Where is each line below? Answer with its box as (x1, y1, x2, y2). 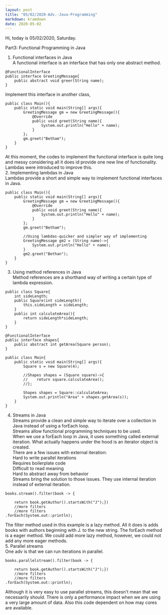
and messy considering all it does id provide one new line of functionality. (5, 159, 157, 165)
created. (12, 444, 30, 450)
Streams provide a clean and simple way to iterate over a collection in (12, 418, 156, 424)
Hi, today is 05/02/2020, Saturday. (5, 35, 77, 41)
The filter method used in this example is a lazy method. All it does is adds (5, 522, 159, 528)
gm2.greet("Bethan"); (23, 252, 69, 257)
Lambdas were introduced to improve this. (5, 164, 93, 170)
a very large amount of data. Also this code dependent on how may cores (5, 599, 157, 605)
